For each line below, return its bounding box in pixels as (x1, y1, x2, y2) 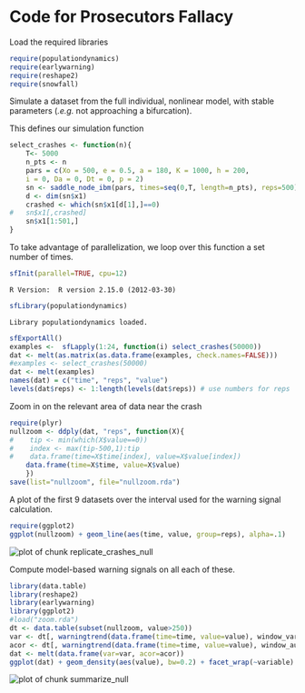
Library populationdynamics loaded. (9, 317, 148, 326)
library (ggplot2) (9, 607, 75, 616)
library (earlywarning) (9, 598, 95, 608)
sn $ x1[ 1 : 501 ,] (25, 216, 79, 226)
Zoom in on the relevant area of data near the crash (9, 400, 202, 411)
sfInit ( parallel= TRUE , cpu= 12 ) (9, 269, 128, 278)
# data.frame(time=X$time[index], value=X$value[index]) (9, 452, 242, 461)
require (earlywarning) (9, 62, 95, 72)
